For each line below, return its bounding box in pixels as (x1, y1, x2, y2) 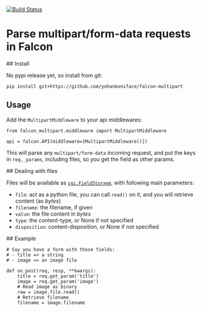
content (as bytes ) (15, 197, 61, 205)
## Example (6, 234, 36, 242)
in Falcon (6, 40, 53, 54)
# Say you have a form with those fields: (6, 246, 115, 253)
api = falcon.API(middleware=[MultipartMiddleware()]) (6, 138, 148, 144)
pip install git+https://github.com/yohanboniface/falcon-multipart (6, 83, 183, 89)
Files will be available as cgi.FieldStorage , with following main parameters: (6, 179, 195, 186)
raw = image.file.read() (17, 289, 80, 295)
